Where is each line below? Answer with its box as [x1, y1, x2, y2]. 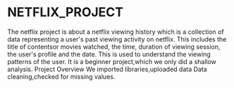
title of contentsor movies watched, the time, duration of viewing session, [7, 42, 221, 51]
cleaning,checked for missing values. [7, 72, 116, 81]
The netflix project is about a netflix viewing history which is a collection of [7, 27, 224, 36]
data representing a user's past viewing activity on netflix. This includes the [7, 34, 227, 43]
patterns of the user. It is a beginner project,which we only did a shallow [7, 57, 217, 65]
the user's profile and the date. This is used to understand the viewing [7, 50, 211, 58]
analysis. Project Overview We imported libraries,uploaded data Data [7, 65, 207, 73]
